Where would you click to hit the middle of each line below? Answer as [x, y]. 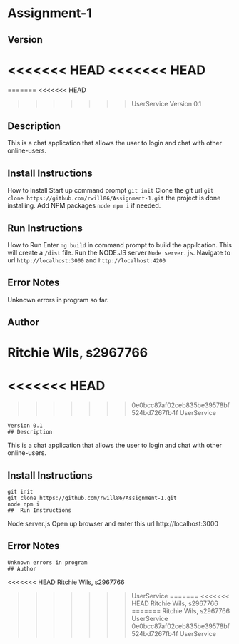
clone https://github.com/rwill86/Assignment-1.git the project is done [114, 198]
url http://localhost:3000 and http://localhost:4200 [87, 260]
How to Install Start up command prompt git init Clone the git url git [111, 190]
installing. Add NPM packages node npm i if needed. [84, 205]
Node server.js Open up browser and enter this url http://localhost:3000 [113, 524]
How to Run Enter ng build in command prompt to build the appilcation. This [119, 245]
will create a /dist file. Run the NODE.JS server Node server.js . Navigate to [119, 252]
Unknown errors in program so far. [58, 300]
